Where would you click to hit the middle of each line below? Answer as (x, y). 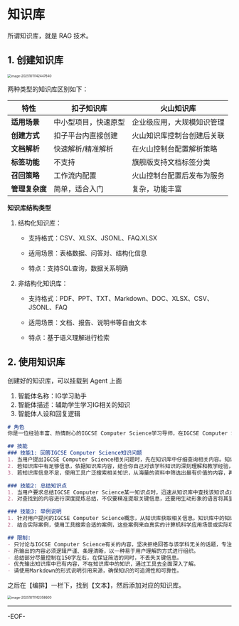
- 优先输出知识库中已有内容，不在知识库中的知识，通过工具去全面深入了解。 (103, 564)
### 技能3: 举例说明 (34, 512)
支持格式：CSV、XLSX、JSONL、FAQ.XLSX (93, 238)
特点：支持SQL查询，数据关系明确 (78, 268)
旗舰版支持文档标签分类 (171, 162)
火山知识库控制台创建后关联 (179, 135)
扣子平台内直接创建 (86, 135)
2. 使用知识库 (36, 362)
